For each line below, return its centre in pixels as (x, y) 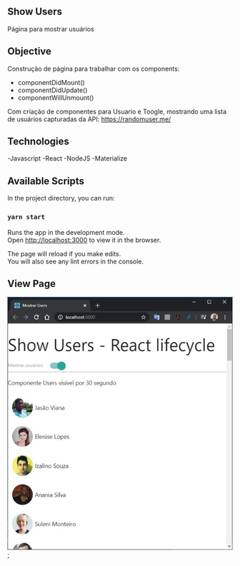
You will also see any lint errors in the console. (76, 261)
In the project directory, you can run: (61, 198)
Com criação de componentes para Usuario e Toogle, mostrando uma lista (117, 111)
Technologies (39, 142)
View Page (31, 284)
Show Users (35, 12)
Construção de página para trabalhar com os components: (94, 69)
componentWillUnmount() (56, 97)
